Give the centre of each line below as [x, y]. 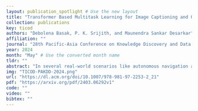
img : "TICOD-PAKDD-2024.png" [42, 72]
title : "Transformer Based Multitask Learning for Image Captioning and [97, 17]
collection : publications [38, 22]
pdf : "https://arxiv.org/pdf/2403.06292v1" [60, 83]
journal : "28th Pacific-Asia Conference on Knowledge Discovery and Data [99, 45]
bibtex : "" [19, 99]
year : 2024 [19, 50]
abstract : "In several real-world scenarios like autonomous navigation [97, 66]
